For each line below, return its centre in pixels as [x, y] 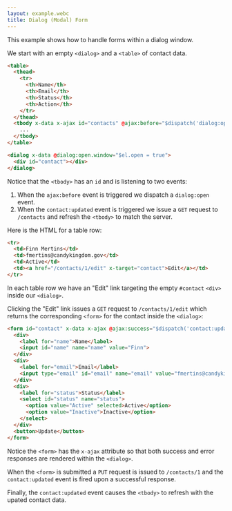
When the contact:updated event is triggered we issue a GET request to [118, 209]
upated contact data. [37, 500]
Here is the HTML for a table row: [55, 230]
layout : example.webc [38, 13]
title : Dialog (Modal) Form [48, 20]
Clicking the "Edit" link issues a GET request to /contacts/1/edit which [107, 309]
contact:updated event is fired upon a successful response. [91, 479]
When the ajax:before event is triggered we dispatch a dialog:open [113, 195]
